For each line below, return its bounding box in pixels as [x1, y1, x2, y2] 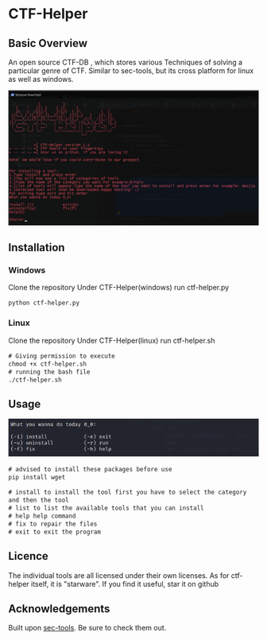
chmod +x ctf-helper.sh [8, 359, 87, 368]
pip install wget [8, 473, 66, 481]
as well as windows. [8, 75, 74, 83]
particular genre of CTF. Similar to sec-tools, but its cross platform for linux [8, 66, 254, 76]
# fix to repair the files [8, 520, 98, 528]
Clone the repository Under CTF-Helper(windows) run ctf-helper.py [8, 283, 230, 293]
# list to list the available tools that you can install [8, 504, 204, 512]
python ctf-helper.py [8, 299, 80, 307]
